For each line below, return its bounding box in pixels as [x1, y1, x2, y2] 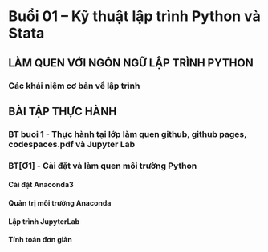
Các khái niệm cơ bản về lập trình [8, 80, 140, 91]
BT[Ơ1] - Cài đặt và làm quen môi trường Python [8, 160, 197, 171]
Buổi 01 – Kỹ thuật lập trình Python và [8, 7, 261, 26]
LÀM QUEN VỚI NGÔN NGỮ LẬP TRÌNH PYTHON [8, 56, 254, 70]
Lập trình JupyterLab [8, 216, 80, 226]
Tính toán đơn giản [8, 235, 72, 245]
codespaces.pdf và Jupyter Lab [8, 138, 135, 150]
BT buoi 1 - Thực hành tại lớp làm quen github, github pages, [8, 128, 247, 139]
